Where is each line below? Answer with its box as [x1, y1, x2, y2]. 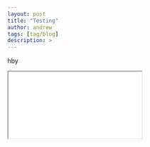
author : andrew [7, 24, 53, 31]
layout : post [7, 10, 46, 18]
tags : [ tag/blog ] [7, 30, 59, 38]
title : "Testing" [7, 17, 59, 24]
